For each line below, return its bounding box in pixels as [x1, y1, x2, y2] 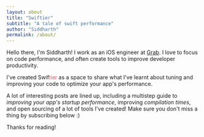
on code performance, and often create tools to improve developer [6, 55, 176, 63]
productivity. [6, 62, 39, 69]
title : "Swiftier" [6, 15, 53, 21]
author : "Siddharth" [6, 26, 60, 33]
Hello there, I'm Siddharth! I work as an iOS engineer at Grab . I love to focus [6, 49, 198, 56]
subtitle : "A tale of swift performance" [6, 20, 114, 26]
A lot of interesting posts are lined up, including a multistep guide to [6, 92, 178, 100]
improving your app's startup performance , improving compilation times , [6, 99, 191, 106]
